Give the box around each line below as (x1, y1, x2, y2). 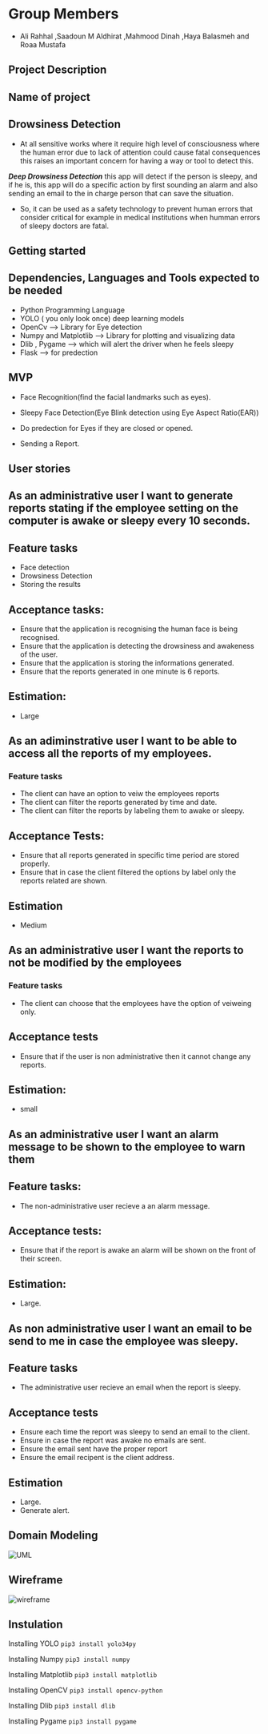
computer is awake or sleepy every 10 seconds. (8, 514, 250, 528)
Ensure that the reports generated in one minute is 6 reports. (19, 666, 220, 676)
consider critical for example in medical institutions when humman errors (19, 212, 261, 222)
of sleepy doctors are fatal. (19, 221, 110, 231)
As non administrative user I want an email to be (8, 1322, 253, 1335)
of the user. (19, 650, 58, 659)
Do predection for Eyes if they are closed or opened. (19, 423, 194, 432)
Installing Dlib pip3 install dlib (8, 1701, 116, 1711)
